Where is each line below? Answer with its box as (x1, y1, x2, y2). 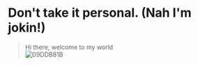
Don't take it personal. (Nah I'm (8, 5, 192, 21)
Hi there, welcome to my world (24, 43, 114, 51)
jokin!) (8, 20, 46, 36)
